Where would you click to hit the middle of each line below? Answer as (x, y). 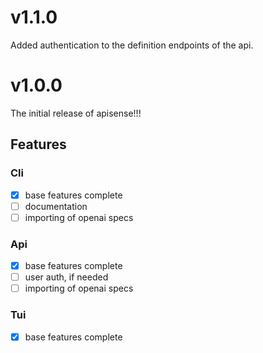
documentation (56, 206)
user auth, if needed (66, 277)
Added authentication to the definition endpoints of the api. (132, 45)
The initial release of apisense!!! (76, 113)
